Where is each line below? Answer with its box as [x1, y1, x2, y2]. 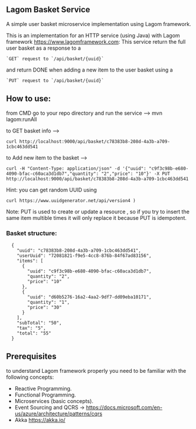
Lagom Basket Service [6, 5, 90, 15]
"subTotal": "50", [17, 320, 62, 326]
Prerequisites [6, 352, 57, 362]
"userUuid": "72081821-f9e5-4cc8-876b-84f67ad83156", [17, 252, 152, 259]
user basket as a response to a [6, 44, 81, 51]
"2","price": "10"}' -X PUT [101, 171, 170, 177]
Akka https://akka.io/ [14, 416, 66, 423]
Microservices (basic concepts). [14, 397, 93, 404]
